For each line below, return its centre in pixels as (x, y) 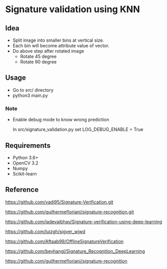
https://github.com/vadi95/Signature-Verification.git (59, 202)
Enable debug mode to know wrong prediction (61, 120)
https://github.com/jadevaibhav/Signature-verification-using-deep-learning (84, 221)
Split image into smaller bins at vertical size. (58, 40)
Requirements (28, 145)
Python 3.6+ (26, 157)
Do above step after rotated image (48, 51)
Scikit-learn (25, 174)
